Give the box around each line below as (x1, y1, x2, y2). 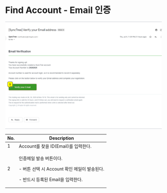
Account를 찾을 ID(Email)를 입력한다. (19, 143, 92, 149)
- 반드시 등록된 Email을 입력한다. (19, 176, 83, 182)
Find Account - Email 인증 (5, 4, 111, 16)
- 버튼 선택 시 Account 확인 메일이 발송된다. (19, 166, 104, 172)
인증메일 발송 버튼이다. (19, 155, 63, 161)
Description (49, 135, 74, 141)
